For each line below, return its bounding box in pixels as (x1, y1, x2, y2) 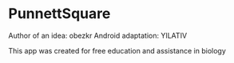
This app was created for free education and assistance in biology (8, 46, 226, 55)
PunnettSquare (8, 5, 111, 23)
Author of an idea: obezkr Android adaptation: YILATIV (8, 31, 188, 40)
